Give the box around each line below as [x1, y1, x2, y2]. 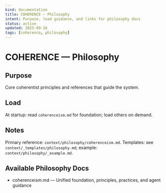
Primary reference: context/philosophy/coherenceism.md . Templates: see [5, 139, 154, 145]
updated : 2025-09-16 [5, 26, 48, 31]
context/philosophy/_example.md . [5, 149, 73, 156]
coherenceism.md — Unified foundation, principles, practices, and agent [12, 177, 161, 183]
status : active [5, 21, 37, 26]
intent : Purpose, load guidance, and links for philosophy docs [5, 16, 141, 21]
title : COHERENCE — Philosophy [5, 12, 70, 17]
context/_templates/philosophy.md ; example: [5, 145, 98, 150]
